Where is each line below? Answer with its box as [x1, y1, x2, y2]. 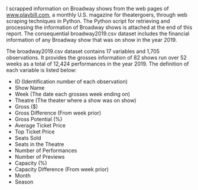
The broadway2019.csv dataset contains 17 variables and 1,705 [6, 48, 160, 55]
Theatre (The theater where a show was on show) [14, 97, 137, 104]
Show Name [14, 84, 45, 91]
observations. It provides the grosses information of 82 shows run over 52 [6, 54, 187, 61]
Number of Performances [14, 147, 77, 154]
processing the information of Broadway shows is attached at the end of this [6, 24, 193, 31]
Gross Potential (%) [14, 116, 63, 123]
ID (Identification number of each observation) [14, 78, 128, 85]
